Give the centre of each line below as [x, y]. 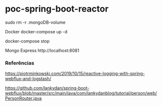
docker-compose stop [27, 41]
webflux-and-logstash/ [28, 79]
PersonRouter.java [23, 98]
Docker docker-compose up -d [36, 31]
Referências [20, 63]
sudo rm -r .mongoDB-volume [35, 22]
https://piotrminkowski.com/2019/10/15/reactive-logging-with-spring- [75, 74]
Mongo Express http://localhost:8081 [42, 50]
